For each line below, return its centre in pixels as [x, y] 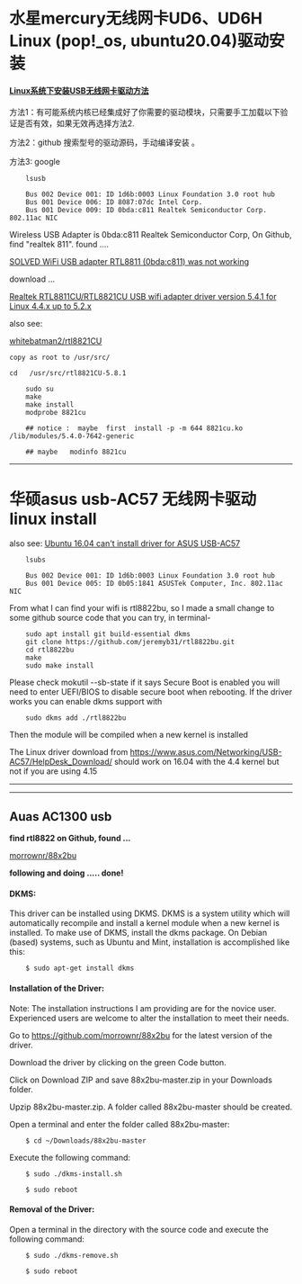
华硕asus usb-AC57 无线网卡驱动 [133, 499]
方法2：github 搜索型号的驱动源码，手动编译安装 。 [105, 143]
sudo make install [60, 666]
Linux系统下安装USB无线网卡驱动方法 [79, 90]
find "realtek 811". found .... [59, 245]
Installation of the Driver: [57, 988]
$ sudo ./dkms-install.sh [74, 1174]
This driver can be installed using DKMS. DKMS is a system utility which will [150, 913]
